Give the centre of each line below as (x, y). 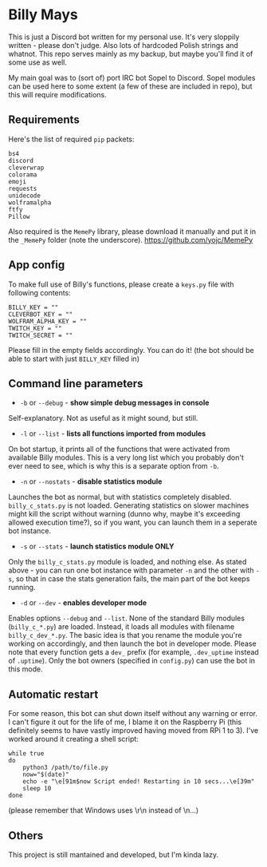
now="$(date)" (46, 775)
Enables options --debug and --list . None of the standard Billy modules (127, 618)
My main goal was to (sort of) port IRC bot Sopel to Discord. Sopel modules (132, 77)
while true (26, 754)
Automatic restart (53, 694)
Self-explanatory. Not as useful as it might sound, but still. (103, 418)
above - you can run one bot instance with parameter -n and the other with (131, 570)
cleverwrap (26, 168)
